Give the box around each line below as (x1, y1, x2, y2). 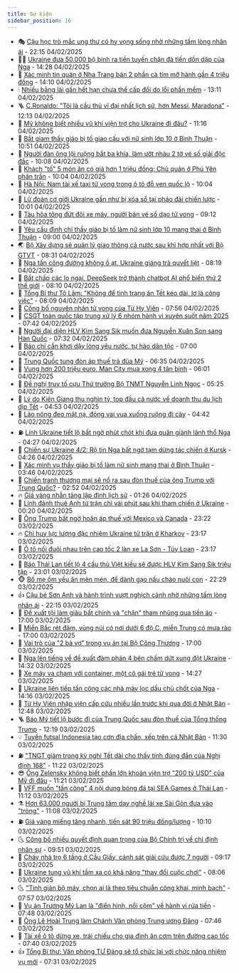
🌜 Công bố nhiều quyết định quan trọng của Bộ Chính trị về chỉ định (17, 835, 218, 843)
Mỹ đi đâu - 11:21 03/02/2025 (17, 776, 105, 784)
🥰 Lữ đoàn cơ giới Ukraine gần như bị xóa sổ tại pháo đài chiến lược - (17, 194, 221, 203)
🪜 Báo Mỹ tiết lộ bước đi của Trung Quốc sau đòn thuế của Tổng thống (17, 714, 227, 723)
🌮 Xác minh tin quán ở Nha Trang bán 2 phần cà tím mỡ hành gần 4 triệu (17, 70, 230, 78)
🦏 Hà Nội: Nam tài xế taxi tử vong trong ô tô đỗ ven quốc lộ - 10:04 (17, 179, 213, 188)
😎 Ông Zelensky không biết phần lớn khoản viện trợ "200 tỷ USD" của (17, 769, 225, 777)
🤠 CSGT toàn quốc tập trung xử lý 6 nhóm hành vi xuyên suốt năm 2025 (17, 311, 229, 320)
